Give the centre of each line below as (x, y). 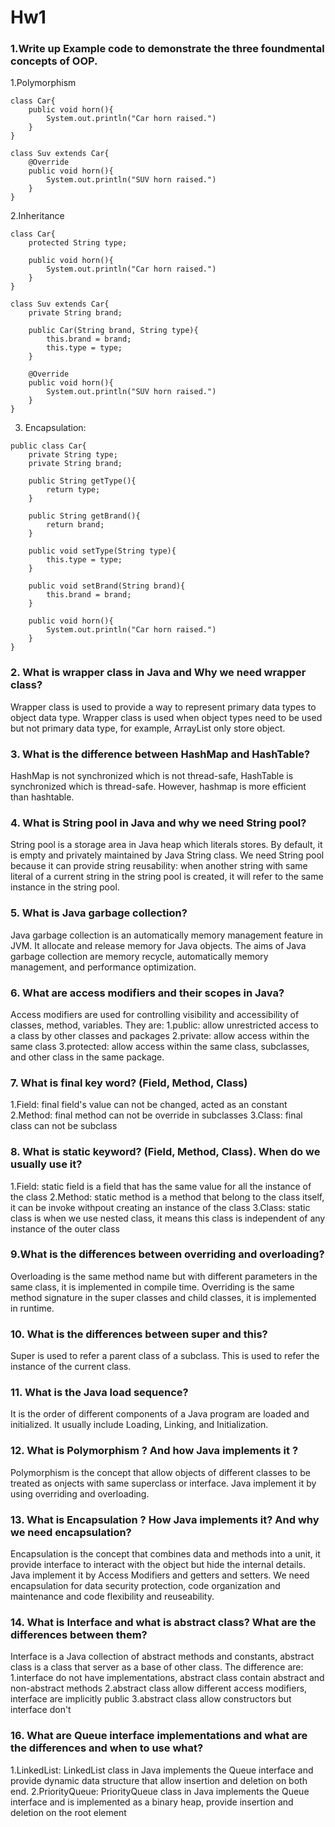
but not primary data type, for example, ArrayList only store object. (148, 728)
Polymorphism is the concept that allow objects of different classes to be (160, 1472)
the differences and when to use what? (107, 1748)
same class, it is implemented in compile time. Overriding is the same (152, 1287)
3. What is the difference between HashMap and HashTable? (160, 754)
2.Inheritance (37, 216)
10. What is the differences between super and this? (139, 1334)
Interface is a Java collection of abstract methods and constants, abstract (162, 1657)
